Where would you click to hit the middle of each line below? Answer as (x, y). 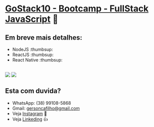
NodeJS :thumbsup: (33, 49)
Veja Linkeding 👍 (30, 119)
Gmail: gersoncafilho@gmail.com (46, 108)
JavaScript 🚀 (32, 19)
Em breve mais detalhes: (44, 37)
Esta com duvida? (33, 91)
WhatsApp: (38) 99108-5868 (42, 103)
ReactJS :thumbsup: (33, 55)
